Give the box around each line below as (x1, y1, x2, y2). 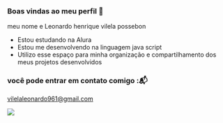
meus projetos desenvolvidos (17, 58, 102, 66)
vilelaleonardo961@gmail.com (7, 94, 93, 103)
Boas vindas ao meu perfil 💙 (7, 6, 104, 16)
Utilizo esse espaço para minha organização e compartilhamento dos (17, 50, 217, 59)
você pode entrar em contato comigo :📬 (7, 76, 148, 86)
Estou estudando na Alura (17, 36, 92, 44)
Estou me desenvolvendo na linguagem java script (17, 43, 162, 52)
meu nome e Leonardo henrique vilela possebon (7, 22, 146, 31)
